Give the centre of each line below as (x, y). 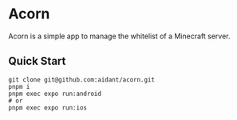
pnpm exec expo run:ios (48, 108)
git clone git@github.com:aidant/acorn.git (82, 80)
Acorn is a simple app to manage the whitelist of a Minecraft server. (119, 36)
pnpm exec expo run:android (55, 94)
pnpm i (19, 86)
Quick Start (37, 61)
